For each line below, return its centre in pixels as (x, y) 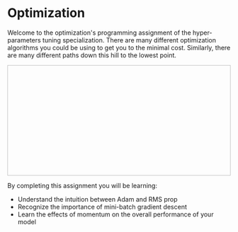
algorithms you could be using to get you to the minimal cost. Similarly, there (119, 47)
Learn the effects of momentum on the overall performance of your (115, 214)
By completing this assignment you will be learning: (83, 185)
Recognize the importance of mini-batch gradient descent (102, 207)
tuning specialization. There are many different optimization (129, 40)
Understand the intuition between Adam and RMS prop (97, 199)
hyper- (202, 33)
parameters (24, 40)
